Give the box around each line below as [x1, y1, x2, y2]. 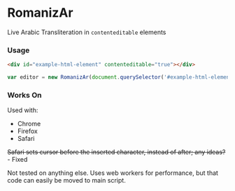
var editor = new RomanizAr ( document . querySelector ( [7, 74, 164, 81]
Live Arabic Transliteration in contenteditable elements [7, 28, 166, 36]
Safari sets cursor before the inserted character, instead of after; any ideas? [7, 148, 226, 156]
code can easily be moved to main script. [7, 176, 126, 185]
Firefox [17, 127, 38, 135]
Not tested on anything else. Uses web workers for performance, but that [7, 169, 219, 177]
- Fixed [7, 155, 28, 164]
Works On [7, 90, 42, 100]
